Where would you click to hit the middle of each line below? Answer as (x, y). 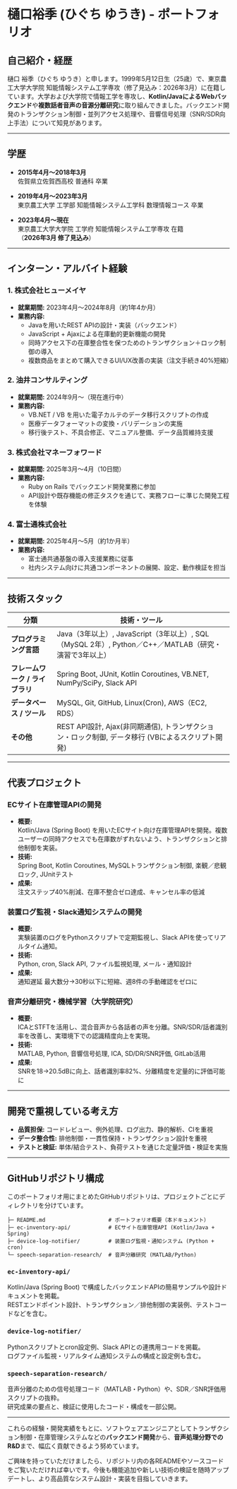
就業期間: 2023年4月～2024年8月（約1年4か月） (89, 307)
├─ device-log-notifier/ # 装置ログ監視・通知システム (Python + (111, 1241)
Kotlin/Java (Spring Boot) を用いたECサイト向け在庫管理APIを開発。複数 (122, 830)
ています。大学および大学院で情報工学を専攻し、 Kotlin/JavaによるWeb (111, 96)
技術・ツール (141, 620)
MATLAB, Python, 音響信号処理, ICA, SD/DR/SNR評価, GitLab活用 (111, 1054)
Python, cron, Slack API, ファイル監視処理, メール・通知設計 (105, 964)
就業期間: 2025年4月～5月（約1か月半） (75, 541)
